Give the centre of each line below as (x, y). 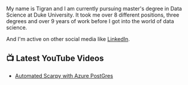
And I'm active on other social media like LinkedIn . (68, 39)
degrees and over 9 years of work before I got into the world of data (90, 21)
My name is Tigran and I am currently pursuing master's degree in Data (94, 9)
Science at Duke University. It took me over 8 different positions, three (93, 15)
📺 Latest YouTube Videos (55, 59)
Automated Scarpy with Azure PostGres (64, 75)
